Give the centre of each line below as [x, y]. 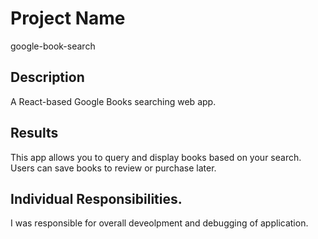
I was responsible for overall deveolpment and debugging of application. [159, 223]
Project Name [68, 18]
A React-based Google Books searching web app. [113, 101]
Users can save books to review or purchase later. [113, 168]
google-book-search [53, 46]
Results [34, 133]
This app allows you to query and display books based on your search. [156, 157]
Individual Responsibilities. [96, 198]
